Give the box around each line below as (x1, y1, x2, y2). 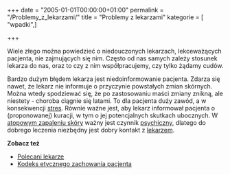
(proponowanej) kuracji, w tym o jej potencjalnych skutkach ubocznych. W (7, 111, 218, 119)
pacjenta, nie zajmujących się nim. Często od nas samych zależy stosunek (7, 54, 218, 62)
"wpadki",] (7, 21, 37, 28)
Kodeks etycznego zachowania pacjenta (16, 160, 132, 167)
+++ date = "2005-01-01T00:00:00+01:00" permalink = (7, 6, 164, 14)
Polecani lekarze (16, 152, 65, 161)
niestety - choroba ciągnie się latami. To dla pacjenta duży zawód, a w (7, 97, 207, 105)
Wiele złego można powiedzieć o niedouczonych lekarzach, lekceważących (7, 47, 222, 55)
